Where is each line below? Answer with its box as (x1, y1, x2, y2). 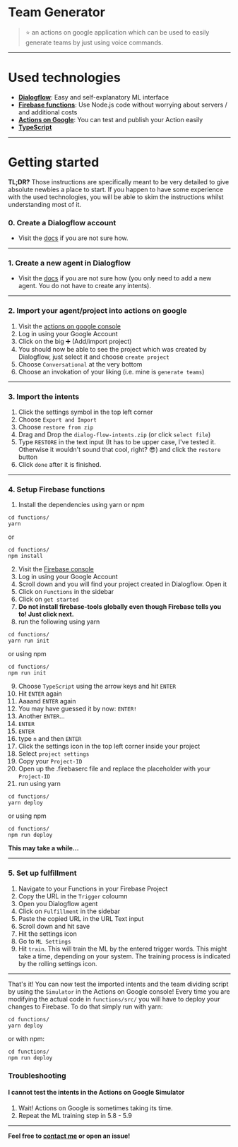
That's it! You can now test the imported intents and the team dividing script (8, 980, 229, 988)
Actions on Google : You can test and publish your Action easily (18, 115, 203, 124)
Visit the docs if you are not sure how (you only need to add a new (18, 274, 212, 283)
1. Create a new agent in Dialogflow (8, 258, 131, 268)
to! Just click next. (18, 610, 74, 619)
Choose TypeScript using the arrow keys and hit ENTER (18, 682, 176, 691)
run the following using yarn (18, 617, 100, 626)
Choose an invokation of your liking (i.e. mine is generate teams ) (18, 367, 205, 376)
